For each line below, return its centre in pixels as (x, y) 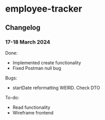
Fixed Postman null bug (37, 68)
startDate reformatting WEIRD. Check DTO (56, 88)
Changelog (23, 28)
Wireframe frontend (33, 112)
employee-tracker (44, 9)
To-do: (12, 97)
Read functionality (31, 107)
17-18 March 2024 (28, 42)
